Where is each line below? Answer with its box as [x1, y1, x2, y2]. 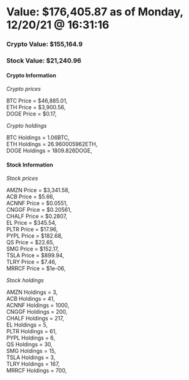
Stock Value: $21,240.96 [6, 56, 81, 65]
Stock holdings [6, 277, 44, 284]
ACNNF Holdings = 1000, [6, 301, 70, 309]
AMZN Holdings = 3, [6, 289, 58, 296]
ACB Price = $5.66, [6, 193, 55, 201]
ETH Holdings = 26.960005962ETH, [6, 141, 98, 148]
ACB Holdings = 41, [6, 295, 55, 303]
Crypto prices [6, 85, 41, 93]
